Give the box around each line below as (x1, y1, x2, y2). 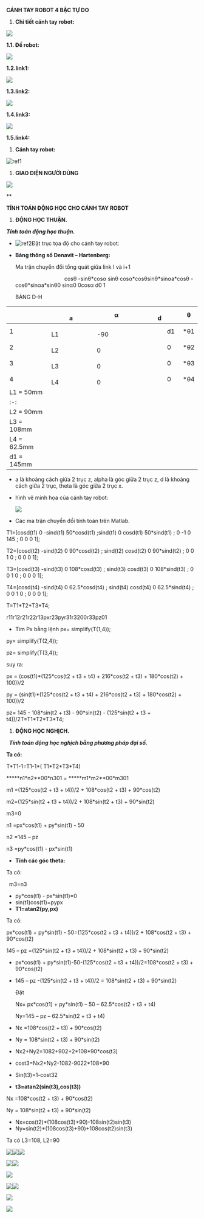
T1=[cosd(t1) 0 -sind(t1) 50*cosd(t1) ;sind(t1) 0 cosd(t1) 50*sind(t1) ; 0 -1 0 (6, 529, 191, 536)
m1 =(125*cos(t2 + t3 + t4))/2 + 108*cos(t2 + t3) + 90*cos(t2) (6, 786, 161, 794)
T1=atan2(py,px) (15, 905, 59, 912)
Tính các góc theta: (15, 857, 66, 864)
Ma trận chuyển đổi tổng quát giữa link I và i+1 (15, 263, 131, 271)
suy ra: (6, 661, 24, 668)
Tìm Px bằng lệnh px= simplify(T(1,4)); (15, 626, 111, 632)
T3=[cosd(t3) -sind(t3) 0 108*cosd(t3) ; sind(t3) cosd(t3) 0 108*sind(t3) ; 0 (6, 566, 194, 572)
